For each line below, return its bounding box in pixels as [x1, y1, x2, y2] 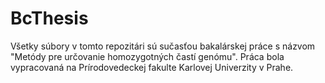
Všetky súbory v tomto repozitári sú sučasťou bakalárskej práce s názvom [10, 40, 316, 52]
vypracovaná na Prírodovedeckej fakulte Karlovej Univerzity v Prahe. [10, 61, 294, 73]
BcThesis [10, 7, 89, 30]
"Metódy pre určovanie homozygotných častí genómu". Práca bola [10, 50, 285, 62]
